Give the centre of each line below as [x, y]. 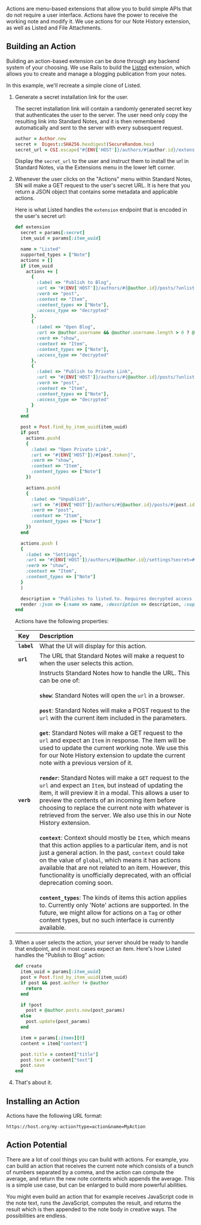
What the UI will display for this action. [93, 646]
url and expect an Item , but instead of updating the [111, 785]
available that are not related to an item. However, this [115, 868]
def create [28, 966]
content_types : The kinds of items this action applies [113, 898]
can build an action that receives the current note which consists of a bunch [100, 1166]
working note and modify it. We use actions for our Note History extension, [98, 21]
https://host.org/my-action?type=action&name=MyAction [76, 1127]
